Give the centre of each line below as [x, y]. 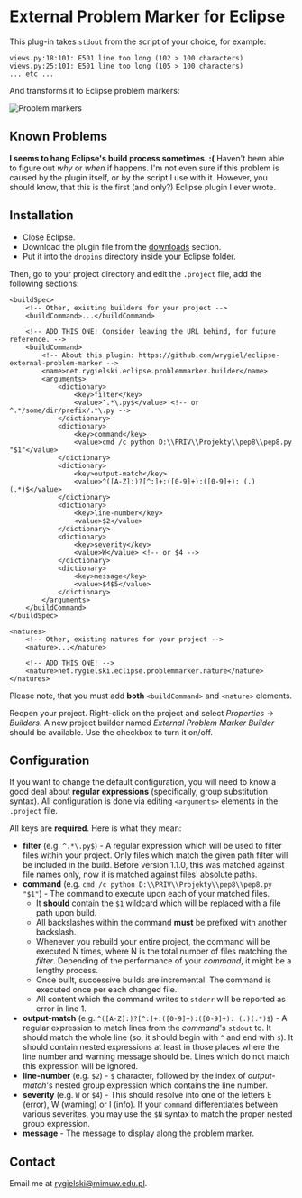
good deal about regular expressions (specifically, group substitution [139, 792]
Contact [32, 1161]
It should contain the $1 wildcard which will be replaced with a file [158, 903]
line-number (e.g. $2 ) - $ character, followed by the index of [134, 1076]
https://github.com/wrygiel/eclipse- [209, 355]
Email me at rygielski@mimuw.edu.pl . [78, 1184]
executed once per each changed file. [106, 990]
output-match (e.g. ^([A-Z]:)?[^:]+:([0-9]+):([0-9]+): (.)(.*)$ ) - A [155, 1018]
